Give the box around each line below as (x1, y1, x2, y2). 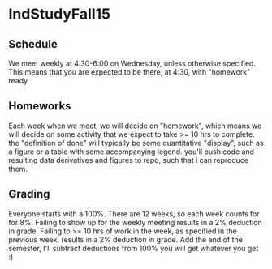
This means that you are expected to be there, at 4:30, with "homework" (8, 67, 251, 77)
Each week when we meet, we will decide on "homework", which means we (8, 121, 262, 130)
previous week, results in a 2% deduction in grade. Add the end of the (8, 234, 244, 244)
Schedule (8, 37, 58, 51)
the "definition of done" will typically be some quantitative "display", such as (8, 138, 264, 147)
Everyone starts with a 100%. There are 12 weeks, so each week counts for (8, 208, 260, 219)
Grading (8, 187, 50, 201)
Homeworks (8, 99, 71, 113)
